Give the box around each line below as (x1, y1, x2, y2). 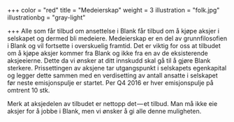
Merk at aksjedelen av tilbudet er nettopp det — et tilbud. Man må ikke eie (7, 100, 218, 107)
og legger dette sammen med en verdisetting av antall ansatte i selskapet (7, 71, 218, 79)
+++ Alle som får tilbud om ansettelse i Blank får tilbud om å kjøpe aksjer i (7, 27, 220, 35)
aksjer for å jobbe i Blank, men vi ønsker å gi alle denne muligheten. (7, 107, 202, 115)
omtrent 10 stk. (7, 86, 50, 94)
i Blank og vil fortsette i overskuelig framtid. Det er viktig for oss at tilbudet (7, 42, 221, 49)
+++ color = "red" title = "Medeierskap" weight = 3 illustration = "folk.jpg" (7, 6, 220, 14)
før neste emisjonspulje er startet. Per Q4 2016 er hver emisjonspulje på (7, 79, 214, 86)
